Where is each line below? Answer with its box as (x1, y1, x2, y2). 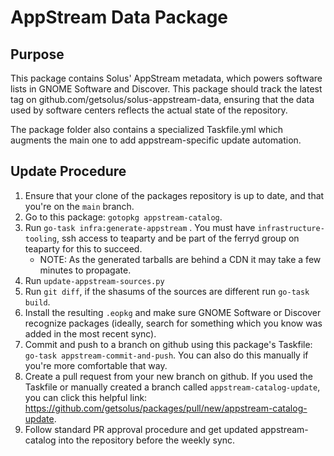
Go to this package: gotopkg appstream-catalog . (24, 211, 223, 223)
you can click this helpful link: (24, 391, 148, 403)
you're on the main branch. (24, 200, 135, 212)
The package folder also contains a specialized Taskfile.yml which (10, 124, 283, 135)
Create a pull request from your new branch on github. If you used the (24, 370, 314, 382)
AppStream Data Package (10, 6, 229, 29)
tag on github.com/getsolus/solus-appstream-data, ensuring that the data (10, 94, 315, 105)
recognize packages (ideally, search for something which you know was (24, 317, 323, 329)
